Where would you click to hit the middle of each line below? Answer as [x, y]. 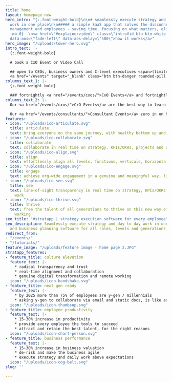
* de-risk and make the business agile [57, 353]
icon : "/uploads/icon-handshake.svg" [50, 281]
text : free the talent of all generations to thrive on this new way [85, 209]
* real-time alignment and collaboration [59, 272]
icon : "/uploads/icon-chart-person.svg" [53, 333]
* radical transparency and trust [51, 267]
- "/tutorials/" [23, 243]
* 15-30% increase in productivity [52, 319]
